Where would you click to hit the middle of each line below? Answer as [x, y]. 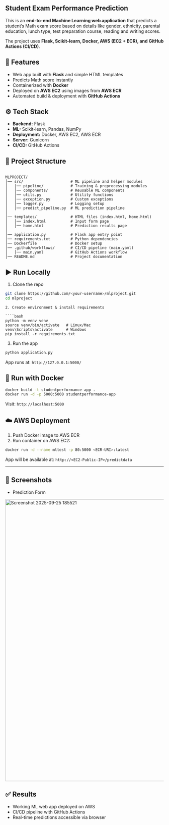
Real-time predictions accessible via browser [59, 817]
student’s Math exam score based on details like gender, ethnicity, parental [83, 26]
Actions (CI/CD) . [23, 46]
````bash [14, 316]
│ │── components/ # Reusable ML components [65, 191]
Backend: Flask [29, 124]
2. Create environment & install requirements [55, 307]
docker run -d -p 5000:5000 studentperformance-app [60, 394]
